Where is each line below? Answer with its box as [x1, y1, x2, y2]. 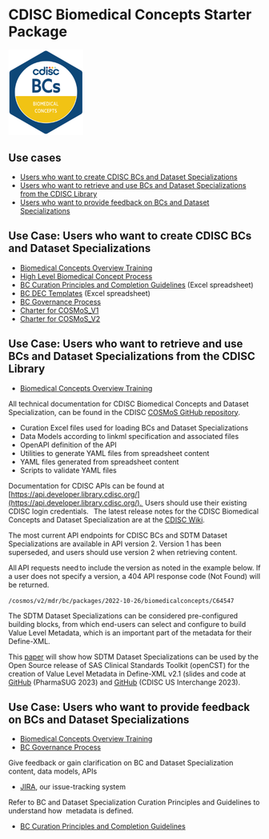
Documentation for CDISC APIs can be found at [8, 481, 165, 490]
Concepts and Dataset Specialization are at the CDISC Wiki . [8, 514, 206, 525]
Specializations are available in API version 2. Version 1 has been [8, 538, 222, 549]
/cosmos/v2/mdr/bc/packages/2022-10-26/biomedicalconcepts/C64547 [8, 597, 235, 605]
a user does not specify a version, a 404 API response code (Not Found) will [8, 571, 261, 581]
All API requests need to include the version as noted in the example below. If [8, 562, 261, 573]
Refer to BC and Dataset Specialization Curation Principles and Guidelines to [8, 797, 260, 807]
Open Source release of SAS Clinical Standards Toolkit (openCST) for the [8, 660, 250, 669]
